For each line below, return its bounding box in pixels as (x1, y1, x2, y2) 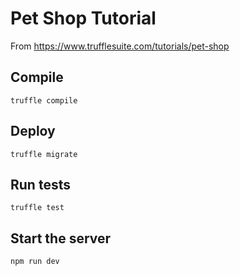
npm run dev (10, 257, 60, 267)
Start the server (10, 230, 112, 247)
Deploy (10, 123, 56, 140)
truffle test (10, 203, 65, 213)
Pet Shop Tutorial (10, 7, 157, 30)
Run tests (10, 176, 71, 193)
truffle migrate (10, 149, 78, 159)
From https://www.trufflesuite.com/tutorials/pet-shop (10, 40, 230, 52)
